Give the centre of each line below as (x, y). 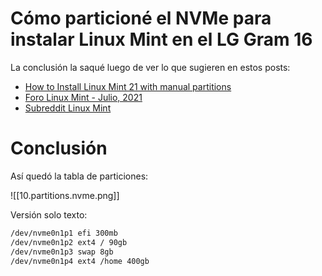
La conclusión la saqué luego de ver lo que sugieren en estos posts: (150, 67)
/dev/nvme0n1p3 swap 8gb (62, 252)
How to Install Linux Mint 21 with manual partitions (128, 86)
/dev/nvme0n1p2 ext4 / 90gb (69, 242)
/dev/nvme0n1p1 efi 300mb (64, 233)
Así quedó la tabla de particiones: (79, 176)
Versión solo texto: (49, 214)
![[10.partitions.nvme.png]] (65, 195)
